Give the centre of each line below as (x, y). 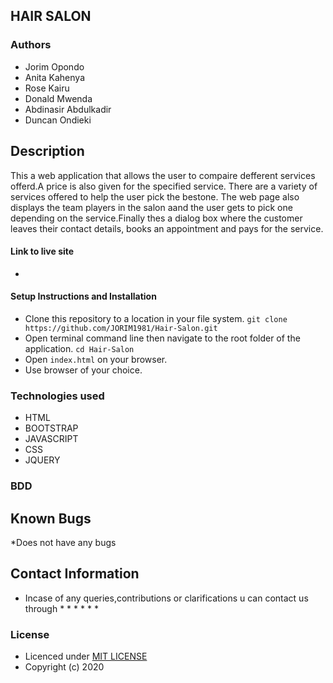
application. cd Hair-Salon (79, 348)
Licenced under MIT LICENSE (86, 656)
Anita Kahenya (55, 77)
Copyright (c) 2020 (64, 667)
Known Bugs (51, 518)
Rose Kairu (47, 88)
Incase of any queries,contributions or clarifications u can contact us (166, 598)
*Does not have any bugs (63, 542)
